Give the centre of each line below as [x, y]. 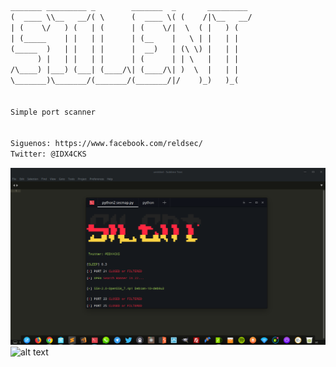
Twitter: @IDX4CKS [48, 154]
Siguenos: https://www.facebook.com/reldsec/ [106, 144]
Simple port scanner [53, 112]
